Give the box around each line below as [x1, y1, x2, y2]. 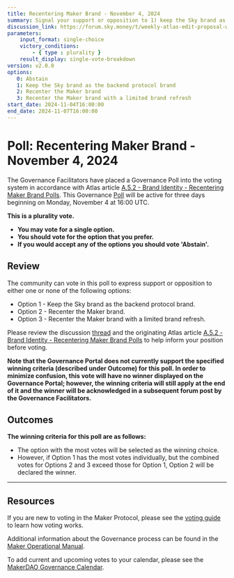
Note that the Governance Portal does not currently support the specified [7, 356, 224, 365]
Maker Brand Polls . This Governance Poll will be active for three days [7, 190, 205, 199]
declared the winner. [17, 468, 77, 477]
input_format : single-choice [19, 36, 104, 43]
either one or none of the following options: [7, 286, 132, 294]
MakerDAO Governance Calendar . [7, 563, 104, 572]
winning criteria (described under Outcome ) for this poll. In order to [7, 364, 206, 373]
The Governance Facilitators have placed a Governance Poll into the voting [7, 175, 222, 184]
